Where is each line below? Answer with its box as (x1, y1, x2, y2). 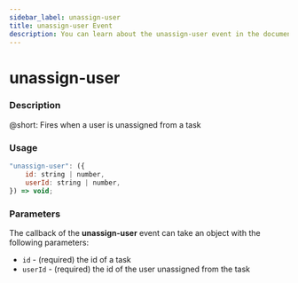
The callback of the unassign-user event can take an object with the (9, 227, 261, 238)
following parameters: (9, 237, 90, 248)
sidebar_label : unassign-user (9, 12, 122, 22)
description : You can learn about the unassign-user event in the (9, 29, 260, 38)
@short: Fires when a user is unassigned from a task (9, 119, 201, 130)
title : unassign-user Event (9, 21, 114, 30)
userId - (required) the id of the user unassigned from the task (21, 263, 251, 274)
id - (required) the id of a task (21, 254, 131, 264)
